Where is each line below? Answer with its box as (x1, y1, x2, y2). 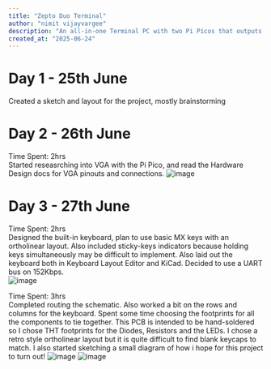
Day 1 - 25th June (8, 70, 128, 88)
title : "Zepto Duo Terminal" (8, 11, 107, 20)
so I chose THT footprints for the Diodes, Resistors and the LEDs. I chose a (8, 326, 258, 336)
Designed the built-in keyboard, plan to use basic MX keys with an (8, 233, 229, 242)
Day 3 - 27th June (8, 197, 131, 216)
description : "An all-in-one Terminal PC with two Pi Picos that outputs (8, 27, 263, 35)
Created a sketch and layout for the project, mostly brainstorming (8, 97, 227, 106)
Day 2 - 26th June (8, 125, 131, 143)
